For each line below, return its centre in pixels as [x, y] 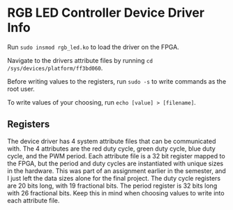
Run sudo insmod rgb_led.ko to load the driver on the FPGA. [93, 47]
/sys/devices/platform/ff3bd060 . [55, 68]
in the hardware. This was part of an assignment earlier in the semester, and [117, 171]
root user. [21, 89]
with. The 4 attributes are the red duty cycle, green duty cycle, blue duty [112, 149]
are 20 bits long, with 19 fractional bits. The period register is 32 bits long [112, 186]
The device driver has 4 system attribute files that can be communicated [112, 141]
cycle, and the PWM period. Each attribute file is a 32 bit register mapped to [116, 156]
